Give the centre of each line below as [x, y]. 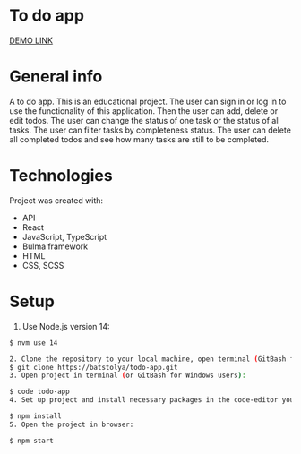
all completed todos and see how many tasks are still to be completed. [139, 139]
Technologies [61, 176]
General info [56, 77]
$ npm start [31, 441]
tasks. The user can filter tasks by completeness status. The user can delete [150, 130]
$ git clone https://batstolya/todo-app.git [94, 367]
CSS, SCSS [43, 265]
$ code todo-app [39, 392]
